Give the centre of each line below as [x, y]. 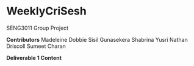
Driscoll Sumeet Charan [36, 46]
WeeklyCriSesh [46, 11]
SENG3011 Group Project [38, 28]
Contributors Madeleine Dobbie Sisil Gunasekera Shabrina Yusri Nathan [97, 39]
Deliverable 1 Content [34, 58]
